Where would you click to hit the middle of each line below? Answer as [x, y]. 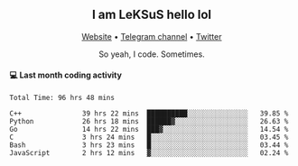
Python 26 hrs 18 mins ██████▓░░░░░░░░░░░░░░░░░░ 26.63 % [149, 122]
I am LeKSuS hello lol [152, 15]
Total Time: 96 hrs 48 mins [62, 98]
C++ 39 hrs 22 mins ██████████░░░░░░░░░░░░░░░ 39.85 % [149, 114]
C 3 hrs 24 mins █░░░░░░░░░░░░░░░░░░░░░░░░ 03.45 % [149, 138]
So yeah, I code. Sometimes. [152, 54]
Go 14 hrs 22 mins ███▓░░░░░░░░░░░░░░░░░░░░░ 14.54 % [149, 130]
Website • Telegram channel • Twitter [152, 36]
